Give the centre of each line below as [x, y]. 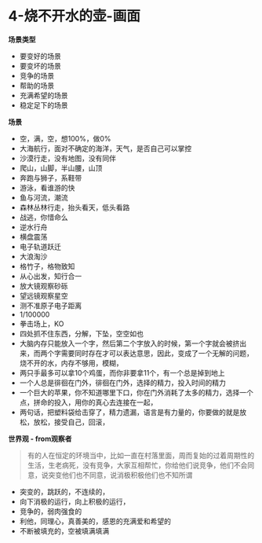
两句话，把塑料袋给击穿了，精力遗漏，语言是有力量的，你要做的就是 [129, 412]
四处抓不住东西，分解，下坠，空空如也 [81, 333]
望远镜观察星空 [44, 295]
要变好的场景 [40, 56]
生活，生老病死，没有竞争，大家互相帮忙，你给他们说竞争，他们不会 [137, 465]
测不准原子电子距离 [51, 305]
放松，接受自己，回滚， [71, 422]
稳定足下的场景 [44, 105]
